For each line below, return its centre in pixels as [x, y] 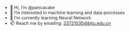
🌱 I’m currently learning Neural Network [50, 18]
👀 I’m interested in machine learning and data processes [67, 13]
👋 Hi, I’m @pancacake [32, 8]
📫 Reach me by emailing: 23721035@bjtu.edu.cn [60, 23]
